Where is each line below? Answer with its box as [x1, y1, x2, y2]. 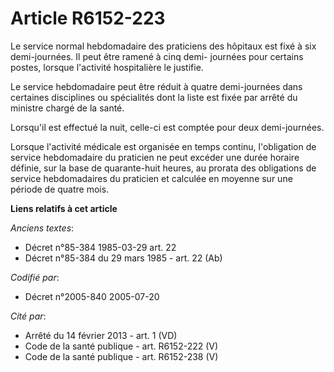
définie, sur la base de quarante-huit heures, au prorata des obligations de [10, 162, 317, 174]
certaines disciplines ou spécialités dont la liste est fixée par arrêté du [10, 91, 298, 103]
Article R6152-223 [10, 7, 166, 30]
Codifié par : [10, 271, 60, 283]
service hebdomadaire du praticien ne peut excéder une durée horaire [10, 151, 300, 163]
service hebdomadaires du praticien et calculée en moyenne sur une [10, 172, 293, 184]
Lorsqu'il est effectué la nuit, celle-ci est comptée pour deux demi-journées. [10, 121, 325, 133]
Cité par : [10, 310, 47, 322]
